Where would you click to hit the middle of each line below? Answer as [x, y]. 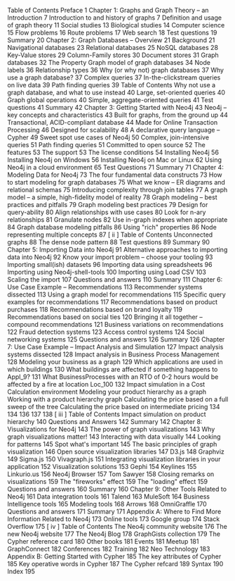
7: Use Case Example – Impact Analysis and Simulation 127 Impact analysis [115, 347]
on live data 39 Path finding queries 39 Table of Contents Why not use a [112, 85]
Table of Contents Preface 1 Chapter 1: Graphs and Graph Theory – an [108, 10]
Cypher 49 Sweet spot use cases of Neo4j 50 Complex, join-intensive [108, 137]
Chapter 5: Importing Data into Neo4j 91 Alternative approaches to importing [117, 250]
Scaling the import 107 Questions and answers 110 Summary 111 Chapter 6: [115, 280]
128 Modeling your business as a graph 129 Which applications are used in [115, 362]
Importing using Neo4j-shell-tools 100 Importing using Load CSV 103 [107, 272]
